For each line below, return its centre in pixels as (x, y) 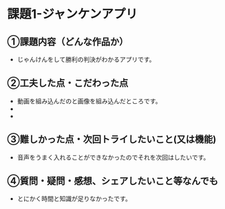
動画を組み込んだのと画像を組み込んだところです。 (89, 101)
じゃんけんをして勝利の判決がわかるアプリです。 (86, 59)
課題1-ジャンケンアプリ (72, 14)
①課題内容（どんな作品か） (68, 42)
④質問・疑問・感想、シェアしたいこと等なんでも (113, 181)
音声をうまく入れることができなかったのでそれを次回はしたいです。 (113, 157)
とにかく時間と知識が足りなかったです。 (74, 199)
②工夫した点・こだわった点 (68, 83)
